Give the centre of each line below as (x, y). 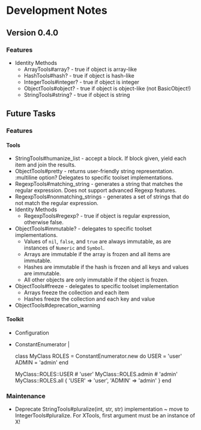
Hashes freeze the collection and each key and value (89, 299)
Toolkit (15, 319)
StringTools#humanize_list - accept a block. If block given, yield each (101, 158)
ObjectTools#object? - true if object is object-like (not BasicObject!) (107, 88)
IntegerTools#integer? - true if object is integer (82, 82)
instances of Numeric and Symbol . (64, 248)
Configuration (32, 333)
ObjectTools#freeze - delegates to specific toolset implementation (97, 286)
